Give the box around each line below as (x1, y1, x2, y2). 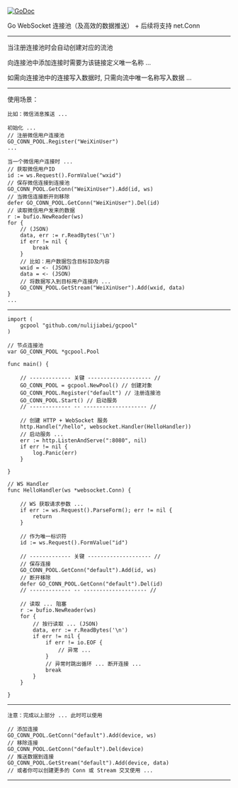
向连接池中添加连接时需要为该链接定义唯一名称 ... (7, 58, 152, 67)
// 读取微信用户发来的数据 (7, 207, 76, 214)
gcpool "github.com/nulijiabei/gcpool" (20, 322, 138, 329)
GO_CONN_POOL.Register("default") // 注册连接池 (20, 389, 161, 396)
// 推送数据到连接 (7, 753, 55, 760)
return (33, 513, 52, 520)
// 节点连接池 (7, 342, 44, 349)
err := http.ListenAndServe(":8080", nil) (20, 437, 147, 444)
